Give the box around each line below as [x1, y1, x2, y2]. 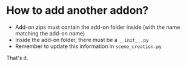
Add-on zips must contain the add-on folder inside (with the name [15, 23, 181, 31]
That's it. [6, 54, 28, 61]
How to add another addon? [6, 4, 149, 17]
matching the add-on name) [15, 29, 85, 37]
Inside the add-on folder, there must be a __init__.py [15, 36, 149, 43]
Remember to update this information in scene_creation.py [15, 43, 162, 50]
